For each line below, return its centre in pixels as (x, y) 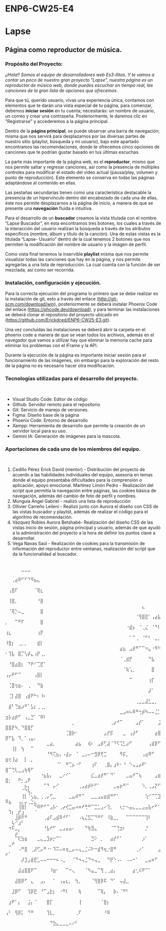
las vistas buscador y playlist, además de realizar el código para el (80, 512)
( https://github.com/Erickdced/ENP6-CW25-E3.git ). (58, 320)
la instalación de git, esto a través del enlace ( (52, 299)
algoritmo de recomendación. (42, 517)
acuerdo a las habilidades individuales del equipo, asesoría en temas (82, 474)
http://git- (108, 299)
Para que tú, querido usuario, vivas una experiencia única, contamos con (80, 100)
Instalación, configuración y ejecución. (53, 282)
